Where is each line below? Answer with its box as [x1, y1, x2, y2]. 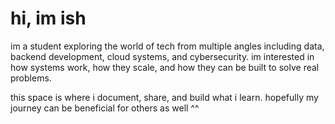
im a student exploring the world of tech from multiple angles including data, [10, 40, 325, 52]
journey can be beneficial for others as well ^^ [10, 102, 200, 114]
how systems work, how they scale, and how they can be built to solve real [10, 61, 320, 73]
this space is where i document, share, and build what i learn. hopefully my [10, 91, 319, 103]
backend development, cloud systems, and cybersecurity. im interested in [10, 50, 315, 62]
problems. [10, 72, 52, 84]
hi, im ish [10, 7, 87, 30]
